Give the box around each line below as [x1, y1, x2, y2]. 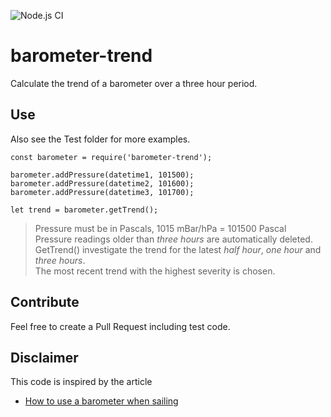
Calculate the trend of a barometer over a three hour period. [10, 77, 258, 89]
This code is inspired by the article [10, 376, 153, 388]
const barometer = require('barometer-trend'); [10, 152, 213, 162]
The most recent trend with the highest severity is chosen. [34, 265, 276, 277]
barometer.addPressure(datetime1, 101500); [10, 170, 195, 180]
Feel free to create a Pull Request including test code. [10, 320, 231, 332]
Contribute [10, 294, 80, 311]
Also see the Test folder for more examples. [10, 133, 191, 145]
